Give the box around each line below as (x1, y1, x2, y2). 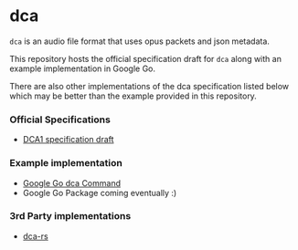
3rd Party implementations (9, 210, 132, 223)
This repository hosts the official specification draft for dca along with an (9, 53, 282, 64)
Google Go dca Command (22, 177, 122, 188)
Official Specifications (9, 113, 112, 126)
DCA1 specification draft (22, 134, 114, 145)
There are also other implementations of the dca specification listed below (9, 80, 290, 91)
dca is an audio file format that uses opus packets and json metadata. (9, 36, 270, 47)
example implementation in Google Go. (9, 63, 156, 74)
